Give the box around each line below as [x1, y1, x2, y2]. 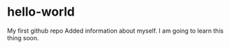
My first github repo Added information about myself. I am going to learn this [7, 27, 224, 35]
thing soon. [7, 33, 39, 42]
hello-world [7, 4, 76, 20]
